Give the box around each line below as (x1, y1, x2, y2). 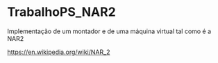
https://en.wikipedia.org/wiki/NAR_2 (7, 48, 110, 56)
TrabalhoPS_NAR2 (7, 4, 116, 20)
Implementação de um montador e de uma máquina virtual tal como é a (7, 27, 212, 35)
